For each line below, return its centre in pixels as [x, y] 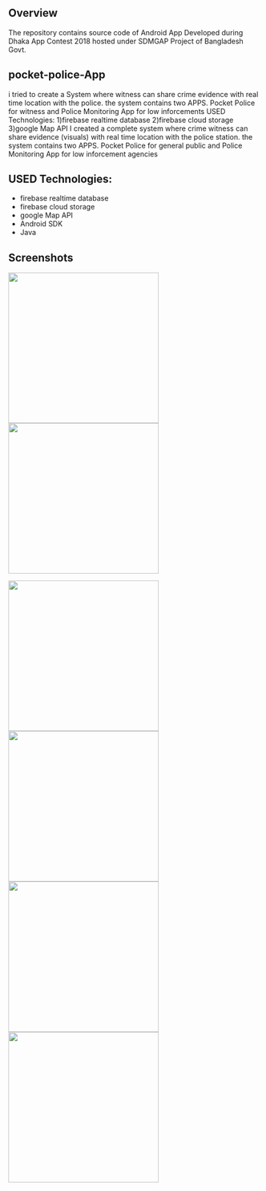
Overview [33, 13]
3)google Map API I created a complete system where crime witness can [128, 128]
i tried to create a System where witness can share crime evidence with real [133, 94]
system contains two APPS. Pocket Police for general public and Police [125, 145]
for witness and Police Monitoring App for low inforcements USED [117, 111]
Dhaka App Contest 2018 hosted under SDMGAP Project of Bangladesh [126, 41]
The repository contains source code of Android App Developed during [126, 32]
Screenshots [41, 257]
